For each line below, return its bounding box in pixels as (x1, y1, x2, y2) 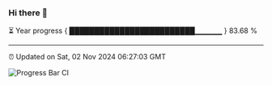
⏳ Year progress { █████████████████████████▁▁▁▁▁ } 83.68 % (8, 26, 257, 35)
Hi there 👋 (8, 7, 49, 18)
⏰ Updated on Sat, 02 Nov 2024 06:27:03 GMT (8, 52, 166, 62)
